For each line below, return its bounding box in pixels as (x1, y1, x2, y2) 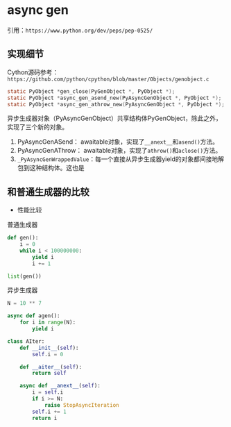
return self (32, 370, 67, 377)
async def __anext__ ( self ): (19, 383, 101, 390)
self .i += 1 (32, 408, 67, 415)
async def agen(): (7, 312, 60, 319)
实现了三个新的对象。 (7, 123, 68, 131)
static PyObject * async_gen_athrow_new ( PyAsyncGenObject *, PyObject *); (7, 101, 225, 108)
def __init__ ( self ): (19, 344, 79, 351)
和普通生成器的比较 (7, 186, 89, 198)
